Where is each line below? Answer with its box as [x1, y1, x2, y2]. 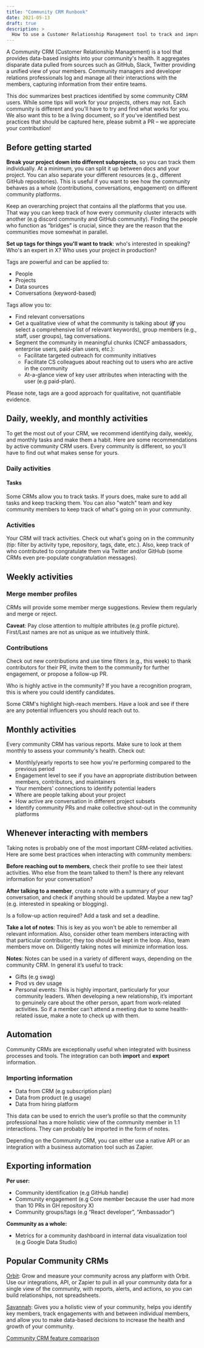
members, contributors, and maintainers [15, 778, 116, 785]
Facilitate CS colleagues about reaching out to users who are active [24, 358, 193, 365]
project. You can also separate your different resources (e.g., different [6, 171, 182, 178]
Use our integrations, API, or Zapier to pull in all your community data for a [6, 1278, 192, 1286]
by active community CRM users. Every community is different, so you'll [6, 442, 186, 450]
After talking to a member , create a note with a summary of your [6, 887, 169, 894]
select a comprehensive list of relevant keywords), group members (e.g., [15, 326, 197, 333]
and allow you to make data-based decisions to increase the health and [6, 1316, 185, 1323]
